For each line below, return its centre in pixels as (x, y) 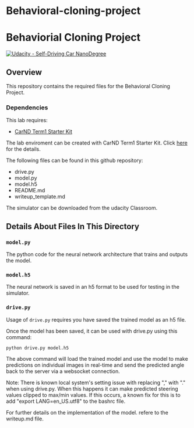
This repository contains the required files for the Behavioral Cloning (88, 86)
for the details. (23, 149)
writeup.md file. (25, 419)
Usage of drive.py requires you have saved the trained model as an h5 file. (96, 319)
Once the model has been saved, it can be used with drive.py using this (92, 331)
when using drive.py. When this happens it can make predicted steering (92, 389)
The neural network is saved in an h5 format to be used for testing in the (93, 287)
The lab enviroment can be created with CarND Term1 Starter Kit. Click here (97, 143)
